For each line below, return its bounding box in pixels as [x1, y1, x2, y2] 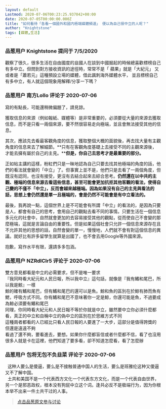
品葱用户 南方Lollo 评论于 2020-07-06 [5, 92, 97, 99]
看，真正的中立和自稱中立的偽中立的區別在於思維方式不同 [5, 313, 122, 319]
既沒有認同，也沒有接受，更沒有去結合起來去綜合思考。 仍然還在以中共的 [5, 173, 152, 179]
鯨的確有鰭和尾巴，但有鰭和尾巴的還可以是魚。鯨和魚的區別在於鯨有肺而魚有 [5, 288, 161, 294]
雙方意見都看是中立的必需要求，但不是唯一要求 [5, 269, 100, 275]
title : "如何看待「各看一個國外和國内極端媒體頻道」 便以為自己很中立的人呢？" [5, 21, 149, 26]
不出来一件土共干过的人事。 [13, 388, 70, 394]
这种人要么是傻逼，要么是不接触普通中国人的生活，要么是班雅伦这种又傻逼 [7, 363, 159, 369]
